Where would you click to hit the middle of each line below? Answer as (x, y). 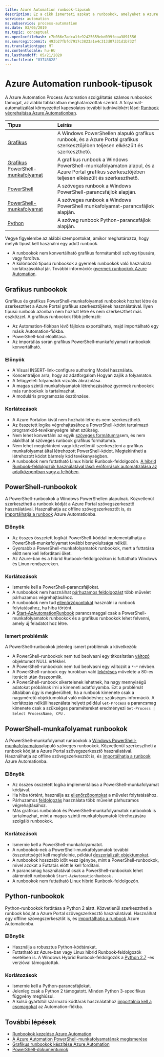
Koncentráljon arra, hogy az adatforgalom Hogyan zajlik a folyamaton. (82, 375)
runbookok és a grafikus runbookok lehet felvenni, (100, 618)
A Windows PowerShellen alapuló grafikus (106, 134)
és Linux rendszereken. (36, 564)
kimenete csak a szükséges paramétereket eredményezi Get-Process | (83, 708)
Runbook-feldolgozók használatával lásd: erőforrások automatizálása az (84, 466)
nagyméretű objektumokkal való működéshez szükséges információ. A (83, 698)
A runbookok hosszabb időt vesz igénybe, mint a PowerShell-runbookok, (85, 860)
